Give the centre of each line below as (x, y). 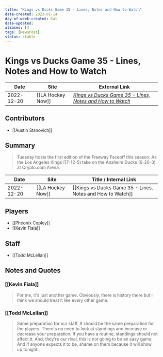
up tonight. (28, 350)
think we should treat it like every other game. (63, 300)
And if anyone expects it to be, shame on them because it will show (84, 344)
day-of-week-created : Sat (31, 19)
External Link (114, 87)
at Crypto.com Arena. (38, 168)
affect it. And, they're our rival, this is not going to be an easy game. (85, 339)
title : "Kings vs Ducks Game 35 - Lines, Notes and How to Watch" (73, 10)
